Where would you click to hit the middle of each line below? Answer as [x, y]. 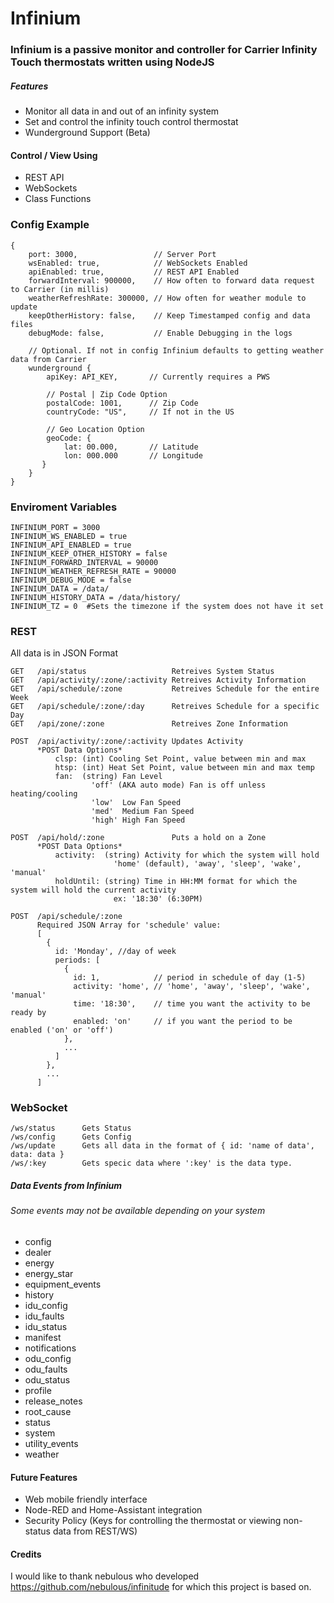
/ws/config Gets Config [71, 1137]
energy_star [49, 1274]
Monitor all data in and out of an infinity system [122, 111]
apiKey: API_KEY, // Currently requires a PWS [158, 377]
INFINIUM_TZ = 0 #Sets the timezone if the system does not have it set [167, 606]
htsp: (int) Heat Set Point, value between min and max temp [184, 768]
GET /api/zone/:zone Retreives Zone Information [149, 724]
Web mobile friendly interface [86, 1499]
